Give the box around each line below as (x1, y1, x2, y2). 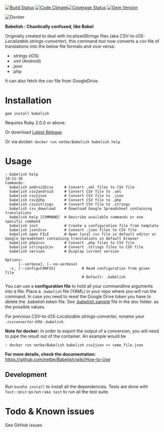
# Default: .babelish (81, 274, 126, 280)
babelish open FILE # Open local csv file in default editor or (9, 232, 157, 237)
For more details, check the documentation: (5, 351, 96, 357)
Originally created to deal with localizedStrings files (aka (5, 33, 119, 39)
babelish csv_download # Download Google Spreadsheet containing (9, 206, 152, 211)
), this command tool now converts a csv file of (64, 38, 160, 44)
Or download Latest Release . (5, 129, 64, 135)
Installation (5, 95, 52, 106)
